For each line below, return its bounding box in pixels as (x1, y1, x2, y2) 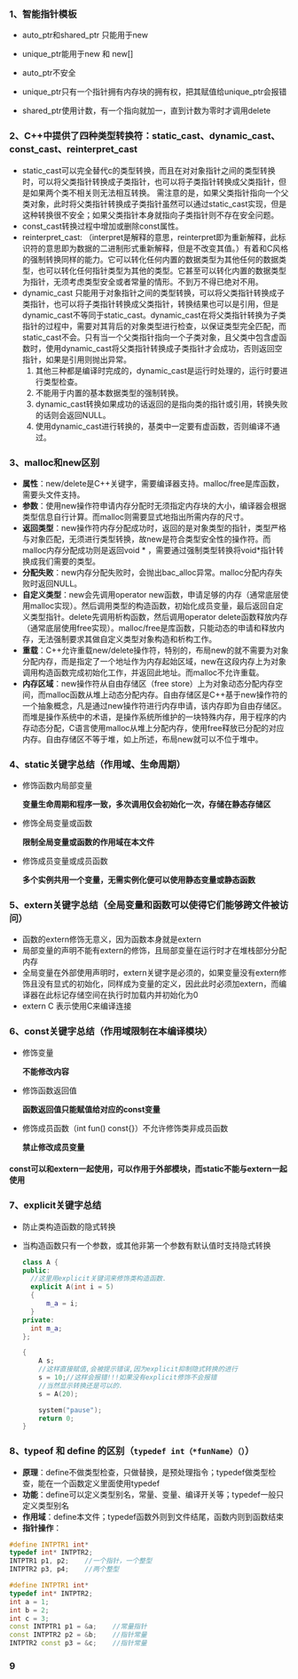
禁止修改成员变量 (21, 1141, 85, 1153)
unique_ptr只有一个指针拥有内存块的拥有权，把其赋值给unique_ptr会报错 (21, 86, 287, 97)
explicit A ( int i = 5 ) (30, 1282, 114, 1291)
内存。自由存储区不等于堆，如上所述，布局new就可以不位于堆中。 (21, 734, 263, 744)
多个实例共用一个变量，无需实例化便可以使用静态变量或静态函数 (21, 874, 255, 886)
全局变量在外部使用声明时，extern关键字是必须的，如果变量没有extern (21, 968, 279, 978)
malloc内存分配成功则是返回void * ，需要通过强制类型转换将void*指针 (21, 544, 277, 555)
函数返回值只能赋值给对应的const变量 (21, 1104, 161, 1114)
